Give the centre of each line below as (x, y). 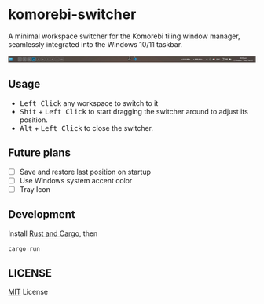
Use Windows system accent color (76, 180)
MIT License (28, 292)
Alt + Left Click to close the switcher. (86, 128)
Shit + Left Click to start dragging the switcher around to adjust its (134, 111)
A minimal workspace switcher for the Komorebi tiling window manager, (125, 36)
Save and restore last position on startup (85, 172)
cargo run (24, 248)
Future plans (39, 153)
